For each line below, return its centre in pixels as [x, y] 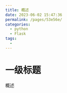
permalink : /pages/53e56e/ [34, 19]
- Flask [18, 34]
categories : [18, 24]
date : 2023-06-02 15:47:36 [34, 15]
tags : [11, 39]
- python [19, 29]
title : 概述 [17, 10]
